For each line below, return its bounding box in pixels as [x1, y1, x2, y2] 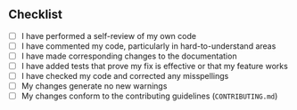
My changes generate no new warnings [21, 81, 168, 91]
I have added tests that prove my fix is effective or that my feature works [21, 61, 289, 71]
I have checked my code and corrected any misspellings [21, 71, 229, 82]
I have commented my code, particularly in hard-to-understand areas [21, 40, 276, 51]
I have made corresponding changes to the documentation [21, 51, 237, 61]
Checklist [8, 7, 63, 22]
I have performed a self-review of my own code [21, 30, 197, 41]
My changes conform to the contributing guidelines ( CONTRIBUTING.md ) [21, 90, 278, 101]
